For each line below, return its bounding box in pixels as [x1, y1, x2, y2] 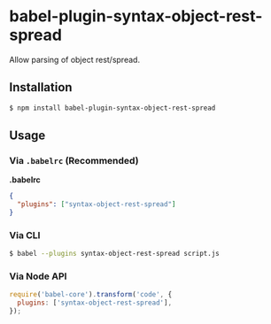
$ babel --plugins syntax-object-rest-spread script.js [9, 250, 220, 258]
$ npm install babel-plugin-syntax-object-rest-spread [9, 104, 216, 112]
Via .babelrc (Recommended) [9, 154, 139, 166]
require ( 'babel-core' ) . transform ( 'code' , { [9, 290, 173, 299]
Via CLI [9, 228, 41, 241]
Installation [9, 80, 73, 95]
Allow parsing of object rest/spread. [9, 54, 140, 65]
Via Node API [9, 270, 67, 282]
